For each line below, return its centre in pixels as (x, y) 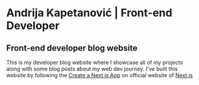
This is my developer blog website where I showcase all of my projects (95, 62)
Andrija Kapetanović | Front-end (89, 13)
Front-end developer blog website (72, 48)
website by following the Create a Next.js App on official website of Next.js (99, 75)
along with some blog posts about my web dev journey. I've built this (92, 69)
